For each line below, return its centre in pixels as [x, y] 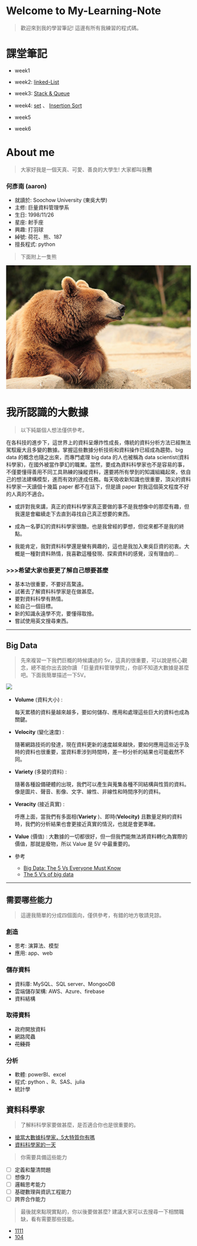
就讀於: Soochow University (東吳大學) [61, 200]
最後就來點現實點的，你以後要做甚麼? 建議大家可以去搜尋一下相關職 [102, 1212]
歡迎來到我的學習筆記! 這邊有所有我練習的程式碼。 [81, 28]
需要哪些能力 [29, 900]
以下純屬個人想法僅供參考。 [54, 430]
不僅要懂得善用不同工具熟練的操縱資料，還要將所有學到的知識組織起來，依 [96, 472]
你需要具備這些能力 [44, 1157]
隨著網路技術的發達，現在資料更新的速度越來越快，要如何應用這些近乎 [99, 745]
